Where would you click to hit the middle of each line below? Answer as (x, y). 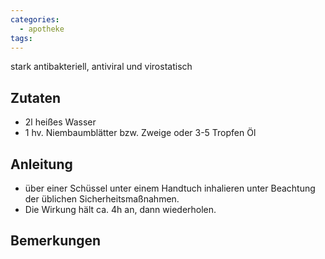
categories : (35, 19)
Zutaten (36, 97)
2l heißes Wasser (60, 122)
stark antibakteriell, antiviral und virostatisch (101, 67)
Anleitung (41, 164)
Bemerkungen (56, 241)
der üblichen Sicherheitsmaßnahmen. (102, 199)
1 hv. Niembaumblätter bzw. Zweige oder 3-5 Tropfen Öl (140, 133)
